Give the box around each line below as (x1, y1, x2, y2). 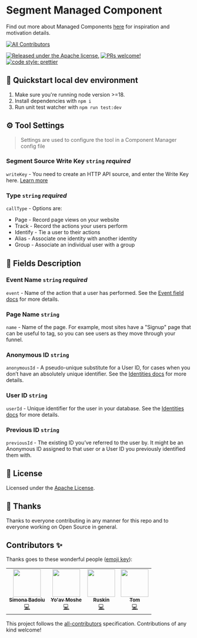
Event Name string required (6, 276, 88, 284)
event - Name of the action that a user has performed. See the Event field (6, 289, 184, 296)
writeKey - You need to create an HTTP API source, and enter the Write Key (6, 170, 189, 177)
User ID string (6, 391, 48, 400)
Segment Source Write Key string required (6, 157, 131, 165)
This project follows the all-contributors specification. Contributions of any (6, 620, 187, 627)
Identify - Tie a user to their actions (14, 229, 101, 236)
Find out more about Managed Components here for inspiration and (6, 23, 170, 30)
